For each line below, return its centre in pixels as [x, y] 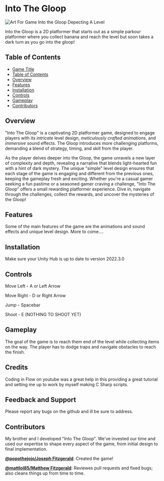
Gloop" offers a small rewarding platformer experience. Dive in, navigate [78, 189]
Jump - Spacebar [23, 305]
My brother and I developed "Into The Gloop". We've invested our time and [80, 439]
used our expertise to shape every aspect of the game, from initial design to [82, 444]
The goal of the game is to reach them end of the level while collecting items [82, 342]
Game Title [23, 69]
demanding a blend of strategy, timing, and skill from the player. [69, 148]
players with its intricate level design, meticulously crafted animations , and [81, 138]
